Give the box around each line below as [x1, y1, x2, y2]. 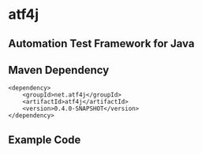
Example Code [8, 133, 81, 146]
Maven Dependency [8, 63, 110, 76]
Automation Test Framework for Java [8, 37, 195, 50]
